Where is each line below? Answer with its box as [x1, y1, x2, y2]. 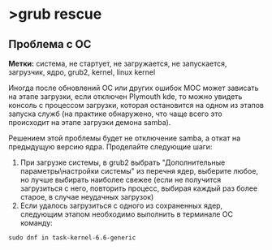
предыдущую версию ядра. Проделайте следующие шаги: [8, 142, 213, 151]
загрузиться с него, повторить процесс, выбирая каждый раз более [19, 183, 258, 193]
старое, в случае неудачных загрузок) [19, 192, 154, 201]
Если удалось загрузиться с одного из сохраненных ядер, [19, 200, 223, 210]
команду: [19, 218, 53, 227]
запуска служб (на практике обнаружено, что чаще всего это [8, 109, 222, 119]
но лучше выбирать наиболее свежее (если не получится [19, 175, 222, 184]
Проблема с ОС [8, 37, 92, 51]
